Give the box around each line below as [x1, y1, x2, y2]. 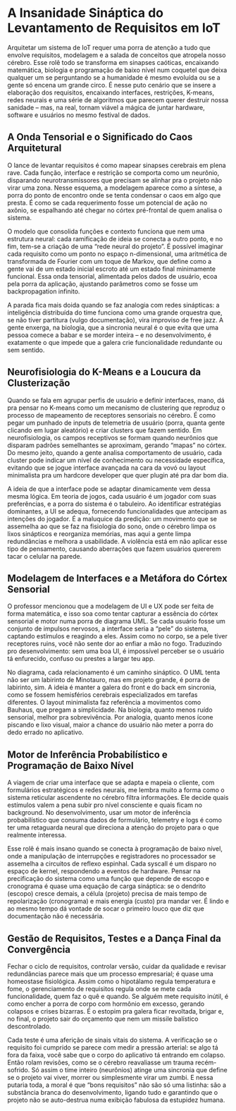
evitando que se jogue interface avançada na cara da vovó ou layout [7, 463, 206, 472]
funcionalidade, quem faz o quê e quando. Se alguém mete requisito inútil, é [7, 992, 229, 1000]
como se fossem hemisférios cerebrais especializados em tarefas [7, 691, 198, 699]
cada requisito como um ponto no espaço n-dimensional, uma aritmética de [7, 249, 228, 258]
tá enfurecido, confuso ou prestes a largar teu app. [7, 655, 156, 663]
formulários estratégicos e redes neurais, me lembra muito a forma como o [7, 786, 225, 794]
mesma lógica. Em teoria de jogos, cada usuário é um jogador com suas [7, 492, 217, 500]
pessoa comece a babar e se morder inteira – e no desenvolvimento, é [7, 330, 212, 339]
